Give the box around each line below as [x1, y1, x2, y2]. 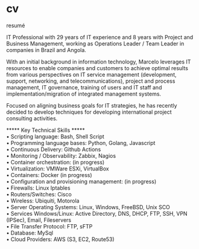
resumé [6, 22, 25, 29]
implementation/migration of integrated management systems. [6, 90, 162, 97]
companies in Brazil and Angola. [6, 46, 86, 53]
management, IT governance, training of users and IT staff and [6, 83, 162, 91]
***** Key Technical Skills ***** [6, 126, 86, 134]
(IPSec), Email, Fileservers [6, 216, 71, 224]
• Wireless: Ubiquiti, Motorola [6, 197, 80, 204]
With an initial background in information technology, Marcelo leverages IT [6, 58, 191, 65]
